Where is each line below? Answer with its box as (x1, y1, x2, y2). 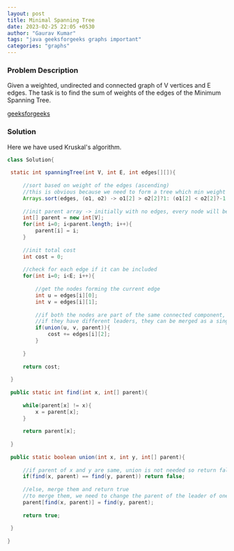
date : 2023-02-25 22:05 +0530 (7, 23, 95, 30)
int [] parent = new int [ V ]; (22, 214, 104, 221)
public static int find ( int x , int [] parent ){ (10, 389, 148, 397)
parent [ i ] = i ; (35, 227, 79, 234)
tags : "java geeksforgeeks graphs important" (7, 36, 141, 43)
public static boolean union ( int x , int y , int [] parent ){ (10, 454, 186, 461)
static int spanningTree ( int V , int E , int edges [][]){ (10, 169, 176, 176)
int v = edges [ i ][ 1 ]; (35, 298, 98, 305)
